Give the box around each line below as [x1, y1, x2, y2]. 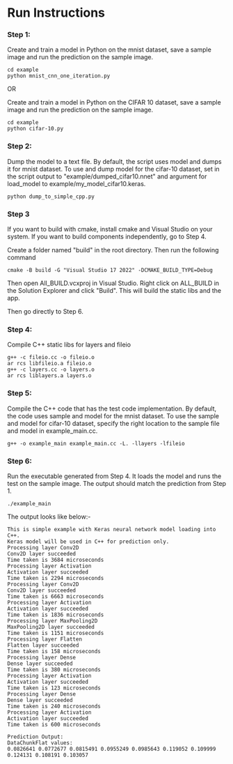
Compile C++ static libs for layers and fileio [7, 340, 131, 349]
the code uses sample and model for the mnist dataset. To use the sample [7, 411, 219, 420]
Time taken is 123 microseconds [7, 685, 101, 692]
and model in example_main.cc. [7, 427, 98, 435]
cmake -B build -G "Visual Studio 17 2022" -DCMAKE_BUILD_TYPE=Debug [7, 267, 214, 274]
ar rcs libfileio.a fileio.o [7, 360, 92, 367]
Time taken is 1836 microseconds [7, 611, 104, 618]
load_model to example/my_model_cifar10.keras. [7, 179, 146, 188]
